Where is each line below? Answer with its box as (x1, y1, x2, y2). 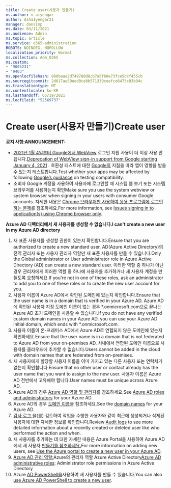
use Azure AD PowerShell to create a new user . (13, 477, 112, 483)
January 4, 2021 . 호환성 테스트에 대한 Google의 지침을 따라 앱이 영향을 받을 (13, 162, 166, 169)
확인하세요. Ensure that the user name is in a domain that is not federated (13, 334, 164, 340)
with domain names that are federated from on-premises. (13, 352, 134, 358)
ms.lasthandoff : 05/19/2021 (6, 93, 66, 98)
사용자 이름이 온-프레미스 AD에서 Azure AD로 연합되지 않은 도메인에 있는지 (13, 327, 162, 334)
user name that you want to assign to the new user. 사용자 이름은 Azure (13, 371, 162, 377)
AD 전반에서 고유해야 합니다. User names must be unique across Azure (13, 377, 158, 384)
